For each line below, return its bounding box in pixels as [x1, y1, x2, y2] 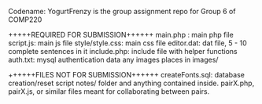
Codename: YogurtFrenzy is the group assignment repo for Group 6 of [8, 7, 236, 16]
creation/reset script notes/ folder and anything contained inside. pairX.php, [8, 78, 255, 88]
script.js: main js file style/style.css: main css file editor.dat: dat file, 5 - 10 [8, 38, 247, 48]
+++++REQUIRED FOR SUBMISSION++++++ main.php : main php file [8, 30, 234, 39]
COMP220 [8, 15, 42, 24]
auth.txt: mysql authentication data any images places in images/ [8, 55, 219, 64]
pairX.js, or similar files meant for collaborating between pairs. [8, 87, 210, 96]
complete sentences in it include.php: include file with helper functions [8, 47, 238, 56]
